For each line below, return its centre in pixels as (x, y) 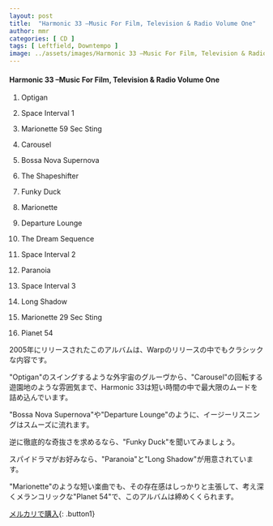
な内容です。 (30, 360)
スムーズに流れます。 (58, 425)
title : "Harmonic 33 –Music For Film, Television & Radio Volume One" (132, 24)
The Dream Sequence (58, 239)
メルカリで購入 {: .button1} (52, 514)
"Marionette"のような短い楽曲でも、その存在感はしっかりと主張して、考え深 (136, 486)
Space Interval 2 (48, 254)
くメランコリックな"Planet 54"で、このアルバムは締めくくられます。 (124, 497)
